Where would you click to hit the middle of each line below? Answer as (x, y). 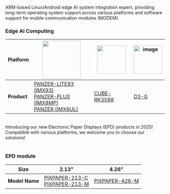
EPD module (20, 156)
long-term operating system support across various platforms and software (84, 13)
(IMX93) (44, 90)
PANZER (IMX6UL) (56, 109)
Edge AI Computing (30, 31)
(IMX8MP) (46, 103)
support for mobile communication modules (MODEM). (62, 18)
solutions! (15, 138)
